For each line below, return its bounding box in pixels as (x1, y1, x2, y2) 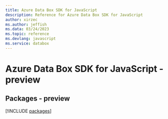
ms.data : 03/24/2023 (5, 27, 50, 32)
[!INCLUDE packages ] (5, 108, 52, 114)
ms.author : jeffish (5, 22, 47, 27)
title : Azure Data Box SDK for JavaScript (5, 7, 97, 13)
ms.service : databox (5, 41, 50, 46)
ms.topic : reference (5, 31, 50, 36)
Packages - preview (5, 94, 70, 103)
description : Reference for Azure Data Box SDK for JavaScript (5, 12, 143, 17)
